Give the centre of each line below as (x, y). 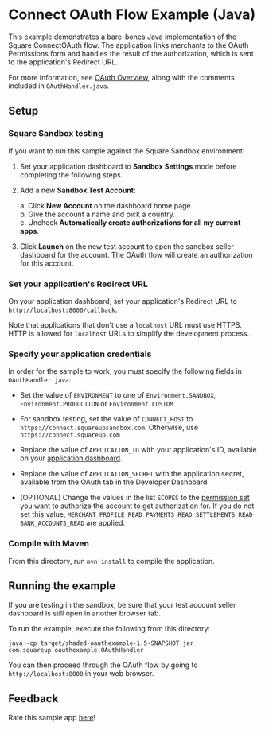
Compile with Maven (49, 544)
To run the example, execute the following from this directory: (109, 629)
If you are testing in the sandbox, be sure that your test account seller (122, 605)
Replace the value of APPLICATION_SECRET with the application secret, (132, 474)
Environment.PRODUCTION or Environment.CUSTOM (96, 404)
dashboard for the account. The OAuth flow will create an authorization (136, 254)
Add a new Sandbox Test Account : (78, 190)
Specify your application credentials (80, 354)
